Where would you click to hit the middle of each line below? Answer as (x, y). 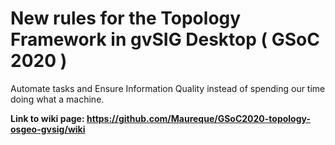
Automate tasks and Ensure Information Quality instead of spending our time (168, 88)
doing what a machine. (57, 99)
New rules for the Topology (126, 18)
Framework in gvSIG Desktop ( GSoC (165, 39)
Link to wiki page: (47, 118)
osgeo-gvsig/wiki (48, 129)
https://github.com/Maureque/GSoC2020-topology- (198, 118)
